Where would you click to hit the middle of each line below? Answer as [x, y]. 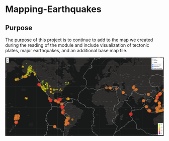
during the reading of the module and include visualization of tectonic [77, 45]
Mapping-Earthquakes [53, 9]
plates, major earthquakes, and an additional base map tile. [66, 50]
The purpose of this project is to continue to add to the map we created [79, 40]
